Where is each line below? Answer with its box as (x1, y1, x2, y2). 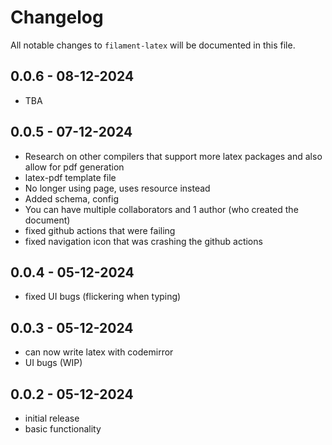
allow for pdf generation (24, 161, 125, 173)
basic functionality (24, 423, 102, 435)
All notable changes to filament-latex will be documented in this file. (10, 39, 296, 51)
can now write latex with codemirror (24, 346, 174, 358)
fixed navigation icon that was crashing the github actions (24, 235, 263, 247)
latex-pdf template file (24, 171, 117, 183)
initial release (24, 412, 80, 424)
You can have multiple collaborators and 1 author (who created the (24, 203, 299, 215)
